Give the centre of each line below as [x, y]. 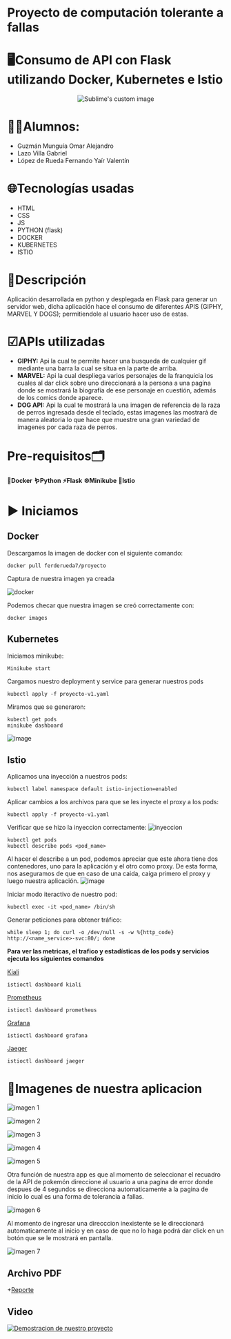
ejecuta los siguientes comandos [56, 959]
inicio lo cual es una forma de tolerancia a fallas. [76, 1197]
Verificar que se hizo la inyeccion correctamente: [77, 828]
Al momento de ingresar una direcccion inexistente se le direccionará [106, 1224]
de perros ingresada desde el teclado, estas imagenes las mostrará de [117, 412]
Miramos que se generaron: [47, 707]
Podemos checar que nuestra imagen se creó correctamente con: [101, 605]
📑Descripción [47, 280]
